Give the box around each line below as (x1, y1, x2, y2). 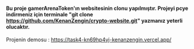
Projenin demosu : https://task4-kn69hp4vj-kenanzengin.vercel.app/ (6, 36, 172, 43)
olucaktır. (6, 23, 30, 30)
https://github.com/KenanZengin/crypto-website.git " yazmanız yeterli (6, 17, 183, 24)
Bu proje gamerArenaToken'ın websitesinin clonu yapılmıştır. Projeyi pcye (6, 5, 189, 12)
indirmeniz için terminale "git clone (6, 10, 93, 17)
